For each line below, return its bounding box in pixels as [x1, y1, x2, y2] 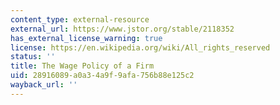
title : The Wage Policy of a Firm [10, 61, 155, 71]
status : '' [10, 52, 56, 62]
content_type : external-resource [10, 14, 150, 25]
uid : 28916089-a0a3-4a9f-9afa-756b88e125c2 [10, 71, 195, 81]
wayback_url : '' [10, 80, 78, 90]
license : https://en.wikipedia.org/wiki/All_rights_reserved [10, 42, 271, 53]
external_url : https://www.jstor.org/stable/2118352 [10, 24, 235, 34]
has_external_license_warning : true [10, 33, 163, 43]
